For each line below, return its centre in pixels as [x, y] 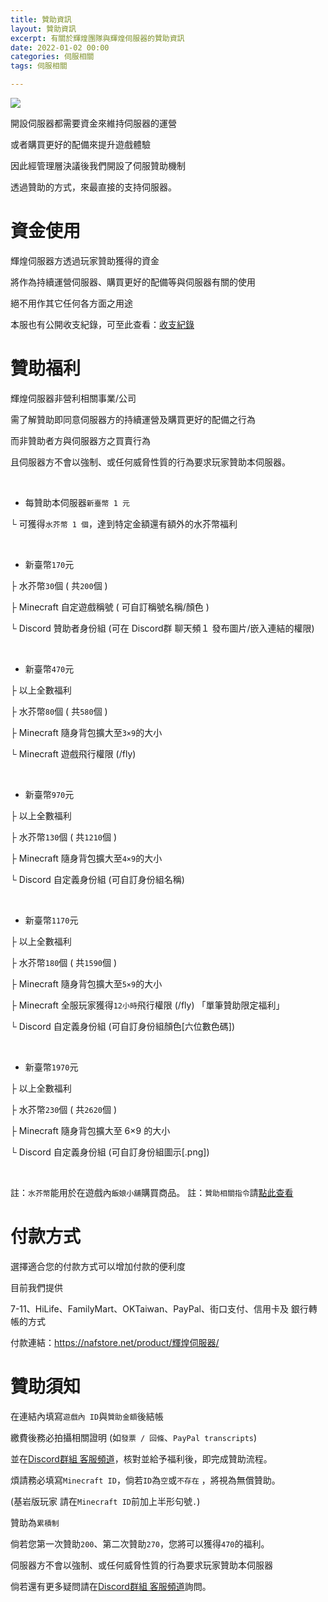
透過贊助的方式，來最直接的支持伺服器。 [93, 187]
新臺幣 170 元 [49, 564]
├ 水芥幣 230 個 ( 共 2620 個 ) [64, 1109]
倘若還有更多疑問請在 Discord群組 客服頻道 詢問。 [111, 1586]
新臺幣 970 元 [49, 794]
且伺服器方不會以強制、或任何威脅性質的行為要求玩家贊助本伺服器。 [150, 462]
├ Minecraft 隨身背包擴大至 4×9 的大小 [86, 858]
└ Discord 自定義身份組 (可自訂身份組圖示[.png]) [110, 1152]
